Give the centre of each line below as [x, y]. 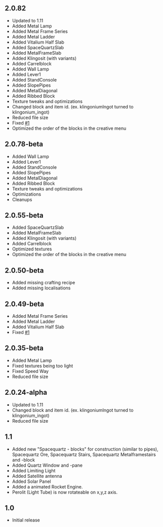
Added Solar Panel [31, 481]
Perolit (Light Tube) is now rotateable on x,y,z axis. [65, 492]
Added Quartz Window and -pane [47, 465]
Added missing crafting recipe [44, 283]
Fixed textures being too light [43, 366]
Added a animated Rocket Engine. [47, 486]
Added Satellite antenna [37, 476]
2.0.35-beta [24, 348]
